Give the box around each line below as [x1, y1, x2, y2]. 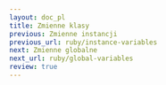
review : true [9, 63, 58, 72]
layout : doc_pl [9, 12, 66, 22]
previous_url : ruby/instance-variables [9, 37, 158, 47]
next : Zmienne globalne [9, 46, 98, 55]
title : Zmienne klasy [9, 21, 90, 30]
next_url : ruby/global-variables [9, 54, 134, 63]
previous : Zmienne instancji [9, 29, 118, 38]
